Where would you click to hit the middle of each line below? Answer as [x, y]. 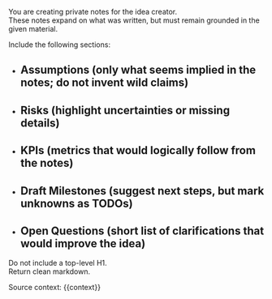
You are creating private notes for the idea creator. [93, 12]
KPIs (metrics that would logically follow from [138, 150]
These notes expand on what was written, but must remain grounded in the [134, 20]
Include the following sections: [60, 45]
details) [40, 123]
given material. [33, 29]
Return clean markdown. [50, 271]
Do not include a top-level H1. [58, 263]
